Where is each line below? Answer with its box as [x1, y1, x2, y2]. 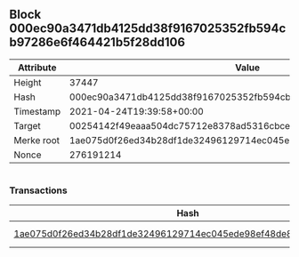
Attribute [17, 61, 57, 74]
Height [13, 76, 42, 88]
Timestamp [13, 105, 61, 117]
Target [13, 119, 42, 132]
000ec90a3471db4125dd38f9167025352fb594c [9, 21, 287, 36]
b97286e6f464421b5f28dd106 [9, 35, 185, 50]
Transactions [9, 184, 69, 197]
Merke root [13, 133, 61, 146]
